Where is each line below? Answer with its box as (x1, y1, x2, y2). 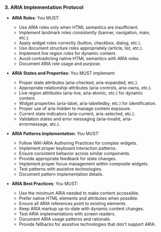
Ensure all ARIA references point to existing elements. (19, 201, 127, 207)
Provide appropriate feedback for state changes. (19, 156, 117, 162)
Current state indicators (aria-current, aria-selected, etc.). (19, 111, 135, 117)
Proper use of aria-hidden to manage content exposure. (19, 105, 131, 111)
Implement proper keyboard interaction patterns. (19, 146, 117, 151)
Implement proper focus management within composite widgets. (19, 161, 149, 167)
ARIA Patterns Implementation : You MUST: (11, 131, 100, 137)
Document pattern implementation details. (19, 171, 104, 177)
